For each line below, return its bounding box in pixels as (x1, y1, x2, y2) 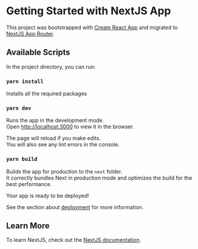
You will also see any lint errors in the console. (6, 141, 120, 148)
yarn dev (6, 105, 32, 111)
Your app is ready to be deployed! (6, 192, 89, 199)
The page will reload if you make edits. (6, 135, 101, 142)
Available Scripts (6, 48, 70, 58)
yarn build (6, 156, 37, 163)
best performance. (6, 180, 52, 188)
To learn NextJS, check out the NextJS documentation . (6, 237, 142, 244)
